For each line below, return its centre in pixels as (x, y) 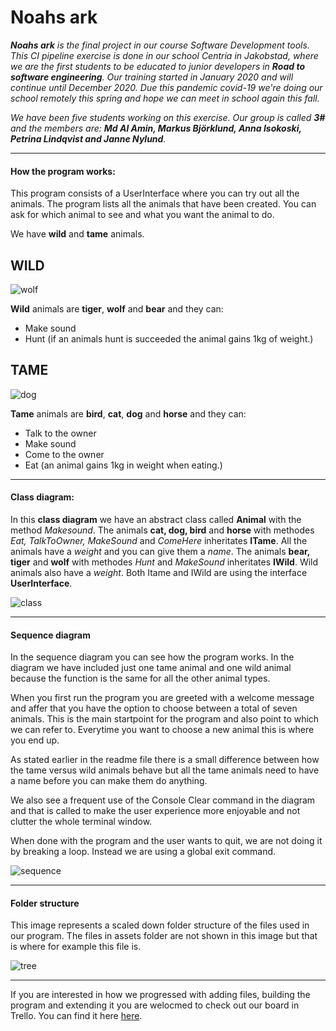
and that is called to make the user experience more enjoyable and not (155, 811)
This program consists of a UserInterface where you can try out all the (155, 193)
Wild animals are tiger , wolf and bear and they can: (117, 308)
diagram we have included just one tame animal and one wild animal (151, 668)
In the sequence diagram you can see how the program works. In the (152, 657)
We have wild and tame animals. (77, 234)
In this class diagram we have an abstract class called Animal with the (156, 519)
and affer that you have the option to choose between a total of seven (154, 708)
